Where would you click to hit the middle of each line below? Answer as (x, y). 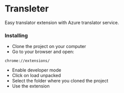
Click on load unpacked (36, 75)
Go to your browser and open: (43, 52)
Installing (16, 35)
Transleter (27, 9)
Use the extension (31, 86)
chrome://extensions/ (27, 61)
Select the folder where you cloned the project (60, 81)
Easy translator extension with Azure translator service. (62, 22)
